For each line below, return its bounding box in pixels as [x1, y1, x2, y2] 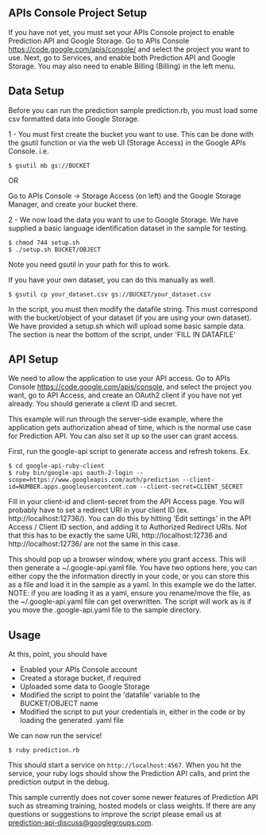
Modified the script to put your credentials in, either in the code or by [19, 707, 246, 717]
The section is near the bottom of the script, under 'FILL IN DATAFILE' [8, 329, 237, 339]
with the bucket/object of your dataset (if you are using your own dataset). [8, 313, 252, 322]
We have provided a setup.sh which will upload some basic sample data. [8, 321, 246, 331]
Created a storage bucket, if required [19, 674, 141, 683]
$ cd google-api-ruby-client [8, 462, 105, 470]
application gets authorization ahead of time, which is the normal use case [8, 423, 252, 433]
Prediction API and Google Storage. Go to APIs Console [8, 36, 190, 45]
